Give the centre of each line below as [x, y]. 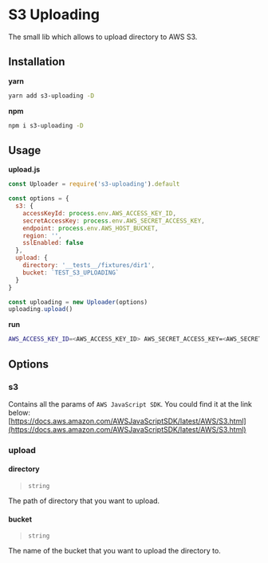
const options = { [39, 199]
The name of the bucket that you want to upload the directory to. [114, 551]
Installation [37, 62]
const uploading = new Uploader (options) [78, 302]
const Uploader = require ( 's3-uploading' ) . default [94, 184]
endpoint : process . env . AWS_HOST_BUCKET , [91, 228]
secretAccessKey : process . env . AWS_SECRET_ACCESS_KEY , [114, 221]
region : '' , [42, 236]
